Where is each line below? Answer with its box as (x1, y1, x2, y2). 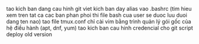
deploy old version (6, 31, 52, 38)
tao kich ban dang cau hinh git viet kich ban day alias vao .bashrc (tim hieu (6, 5, 192, 12)
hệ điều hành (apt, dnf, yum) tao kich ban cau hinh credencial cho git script (6, 24, 194, 31)
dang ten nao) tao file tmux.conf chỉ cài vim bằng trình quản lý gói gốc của (6, 18, 192, 25)
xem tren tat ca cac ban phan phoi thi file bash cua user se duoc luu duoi (6, 11, 188, 19)
